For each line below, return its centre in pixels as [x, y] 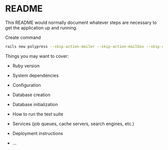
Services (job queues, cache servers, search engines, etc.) [73, 124]
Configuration [26, 85]
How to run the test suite [38, 114]
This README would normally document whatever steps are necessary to [81, 22]
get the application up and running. [41, 27]
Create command [23, 37]
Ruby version [26, 66]
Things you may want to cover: [37, 56]
